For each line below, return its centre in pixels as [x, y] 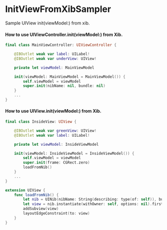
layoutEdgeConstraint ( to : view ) [57, 214]
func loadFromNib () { [36, 195]
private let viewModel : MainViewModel [54, 68]
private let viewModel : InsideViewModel [56, 144]
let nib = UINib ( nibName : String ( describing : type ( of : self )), [90, 200]
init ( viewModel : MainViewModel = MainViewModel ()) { [70, 77]
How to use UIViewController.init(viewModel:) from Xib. [64, 34]
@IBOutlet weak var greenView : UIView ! [55, 131]
